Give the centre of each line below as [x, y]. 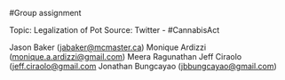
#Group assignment [45, 13]
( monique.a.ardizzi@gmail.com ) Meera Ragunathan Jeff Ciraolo [126, 56]
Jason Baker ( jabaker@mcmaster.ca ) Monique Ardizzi [108, 47]
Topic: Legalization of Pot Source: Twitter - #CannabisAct [115, 30]
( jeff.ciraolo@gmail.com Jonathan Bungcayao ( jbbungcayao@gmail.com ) [143, 66]
